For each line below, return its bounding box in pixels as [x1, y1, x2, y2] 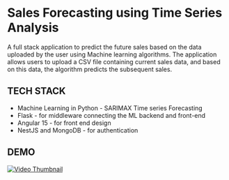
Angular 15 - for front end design [17, 119, 111, 127]
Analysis [7, 20, 59, 36]
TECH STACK [7, 85, 66, 97]
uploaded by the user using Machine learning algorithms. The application [7, 50, 217, 59]
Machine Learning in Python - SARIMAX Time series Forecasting [17, 103, 203, 112]
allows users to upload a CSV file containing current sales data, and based [7, 57, 221, 66]
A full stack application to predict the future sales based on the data [7, 43, 202, 51]
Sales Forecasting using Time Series [7, 5, 223, 21]
